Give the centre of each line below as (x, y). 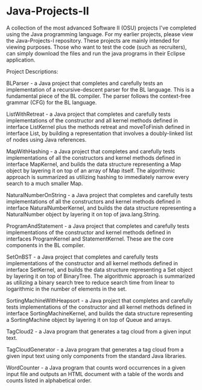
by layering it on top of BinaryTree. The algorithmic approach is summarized (101, 276)
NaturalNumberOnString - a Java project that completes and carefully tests (99, 195)
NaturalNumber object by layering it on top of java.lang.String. (83, 214)
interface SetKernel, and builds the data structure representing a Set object (99, 269)
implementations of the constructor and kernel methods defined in (89, 232)
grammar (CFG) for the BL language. (52, 102)
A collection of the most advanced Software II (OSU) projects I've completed (101, 28)
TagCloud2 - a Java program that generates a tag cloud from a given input (99, 331)
